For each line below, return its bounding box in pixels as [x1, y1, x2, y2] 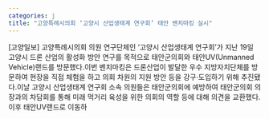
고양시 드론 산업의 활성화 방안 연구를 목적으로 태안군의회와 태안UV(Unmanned [8, 52, 255, 61]
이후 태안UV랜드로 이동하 [8, 101, 88, 112]
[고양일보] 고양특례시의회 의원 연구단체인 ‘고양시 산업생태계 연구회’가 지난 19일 [8, 42, 255, 52]
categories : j [8, 11, 56, 20]
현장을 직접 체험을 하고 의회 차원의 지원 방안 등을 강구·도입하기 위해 [29, 72, 239, 81]
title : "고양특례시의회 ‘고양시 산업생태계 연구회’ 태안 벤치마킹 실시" [8, 19, 213, 27]
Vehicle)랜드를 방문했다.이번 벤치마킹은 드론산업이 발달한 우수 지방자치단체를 [8, 61, 251, 72]
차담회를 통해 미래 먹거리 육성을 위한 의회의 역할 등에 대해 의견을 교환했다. [29, 92, 261, 101]
